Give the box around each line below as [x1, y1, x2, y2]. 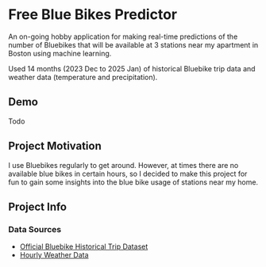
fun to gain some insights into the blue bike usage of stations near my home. [8, 177, 259, 187]
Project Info [8, 200, 67, 213]
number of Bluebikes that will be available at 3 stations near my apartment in [8, 40, 259, 49]
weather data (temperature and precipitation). [8, 72, 158, 82]
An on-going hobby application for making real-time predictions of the [8, 32, 238, 41]
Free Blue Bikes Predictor [8, 6, 177, 24]
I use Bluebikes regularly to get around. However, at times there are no [8, 160, 239, 170]
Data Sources [8, 223, 62, 235]
